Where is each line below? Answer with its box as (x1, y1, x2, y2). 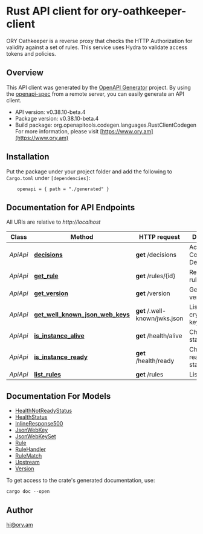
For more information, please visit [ (14, 127, 103, 135)
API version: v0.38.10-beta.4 (14, 108, 86, 116)
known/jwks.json (135, 314, 184, 322)
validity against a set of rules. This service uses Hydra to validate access (6, 44, 188, 51)
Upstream (14, 459, 40, 466)
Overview (6, 68, 44, 78)
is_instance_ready (34, 353, 88, 361)
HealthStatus (14, 413, 48, 421)
